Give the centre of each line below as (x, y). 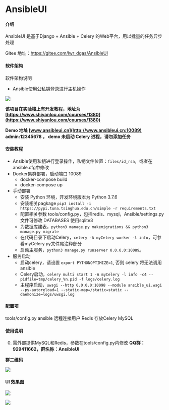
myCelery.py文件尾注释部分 (53, 243)
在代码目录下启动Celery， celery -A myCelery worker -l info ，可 (89, 237)
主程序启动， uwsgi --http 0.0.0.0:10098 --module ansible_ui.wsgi (91, 285)
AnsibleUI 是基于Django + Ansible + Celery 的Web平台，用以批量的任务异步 (84, 36)
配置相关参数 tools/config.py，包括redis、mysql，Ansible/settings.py (92, 214)
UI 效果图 (15, 382)
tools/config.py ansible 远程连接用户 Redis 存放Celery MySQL (69, 318)
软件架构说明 (18, 78)
